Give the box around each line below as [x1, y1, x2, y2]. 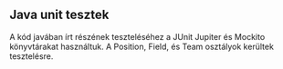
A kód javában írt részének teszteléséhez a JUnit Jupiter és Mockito [9, 31, 266, 42]
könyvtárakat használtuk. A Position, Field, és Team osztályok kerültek [9, 41, 274, 52]
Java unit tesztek [9, 7, 110, 23]
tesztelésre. [9, 50, 54, 62]
